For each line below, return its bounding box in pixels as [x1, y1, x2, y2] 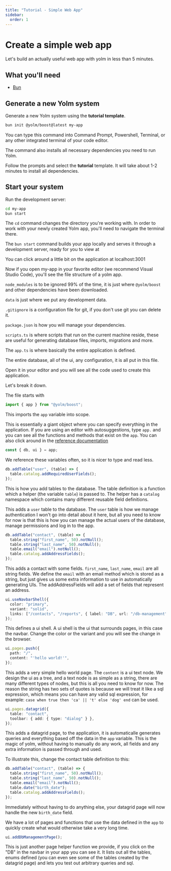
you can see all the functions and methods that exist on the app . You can [5, 432, 157, 439]
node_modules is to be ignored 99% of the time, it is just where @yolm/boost [5, 282, 161, 288]
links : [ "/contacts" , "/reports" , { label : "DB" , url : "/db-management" [10, 611, 167, 616]
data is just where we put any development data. [5, 297, 107, 303]
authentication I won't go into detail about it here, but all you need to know [5, 512, 161, 518]
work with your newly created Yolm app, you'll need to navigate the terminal [5, 225, 164, 232]
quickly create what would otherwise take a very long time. [5, 824, 129, 831]
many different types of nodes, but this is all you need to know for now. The [5, 680, 164, 686]
